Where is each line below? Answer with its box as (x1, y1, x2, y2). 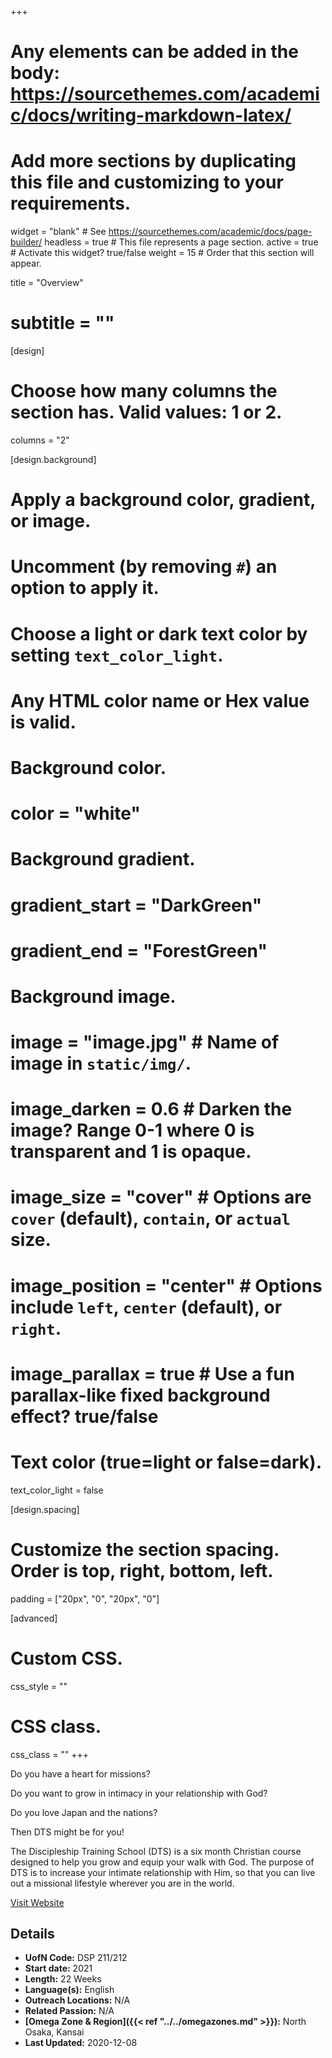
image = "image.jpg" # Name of (10, 1031, 280, 1054)
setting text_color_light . (10, 644, 224, 666)
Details (10, 1925, 55, 1942)
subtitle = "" (10, 312, 115, 335)
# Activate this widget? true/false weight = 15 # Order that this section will (10, 247, 315, 259)
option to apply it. (10, 577, 160, 600)
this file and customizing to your (10, 171, 284, 194)
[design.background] (10, 454, 97, 465)
